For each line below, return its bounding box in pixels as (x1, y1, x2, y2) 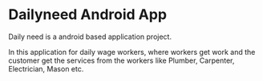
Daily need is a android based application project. (8, 32, 172, 41)
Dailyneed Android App (8, 6, 167, 24)
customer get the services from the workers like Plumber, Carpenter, (8, 56, 235, 65)
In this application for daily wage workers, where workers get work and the (8, 47, 256, 56)
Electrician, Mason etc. (8, 64, 84, 73)
